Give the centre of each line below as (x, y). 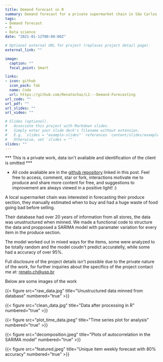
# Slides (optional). (27, 121)
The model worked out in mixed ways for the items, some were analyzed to (80, 242)
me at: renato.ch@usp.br (30, 272)
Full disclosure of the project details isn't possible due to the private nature (80, 262)
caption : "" (22, 63)
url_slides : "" (20, 108)
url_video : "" (19, 113)
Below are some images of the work (41, 281)
